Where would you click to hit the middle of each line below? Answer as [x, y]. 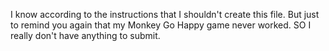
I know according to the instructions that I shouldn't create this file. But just [165, 14]
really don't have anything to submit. [85, 35]
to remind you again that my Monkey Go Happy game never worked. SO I [161, 25]
